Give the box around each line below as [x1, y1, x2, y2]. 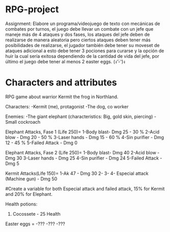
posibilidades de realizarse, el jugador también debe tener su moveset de [5, 42, 160, 48]
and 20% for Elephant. [5, 191, 53, 197]
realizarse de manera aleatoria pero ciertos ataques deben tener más [5, 37, 151, 43]
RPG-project [5, 4, 59, 15]
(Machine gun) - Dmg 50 [5, 175, 58, 182]
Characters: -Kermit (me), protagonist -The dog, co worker [5, 103, 129, 109]
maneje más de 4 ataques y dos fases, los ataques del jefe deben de [5, 31, 150, 37]
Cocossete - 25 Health [12, 211, 61, 217]
